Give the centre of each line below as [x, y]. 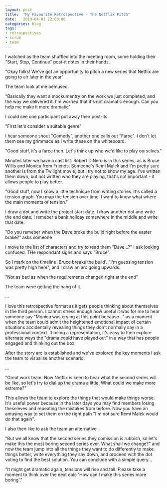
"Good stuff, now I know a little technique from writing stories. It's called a [81, 191]
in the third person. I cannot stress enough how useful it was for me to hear [83, 311]
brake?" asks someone [29, 237]
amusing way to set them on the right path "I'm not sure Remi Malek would [82, 414]
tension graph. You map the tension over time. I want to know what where [81, 197]
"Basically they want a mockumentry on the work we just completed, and [80, 96]
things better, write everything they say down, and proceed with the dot [79, 454]
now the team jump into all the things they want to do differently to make [80, 449]
